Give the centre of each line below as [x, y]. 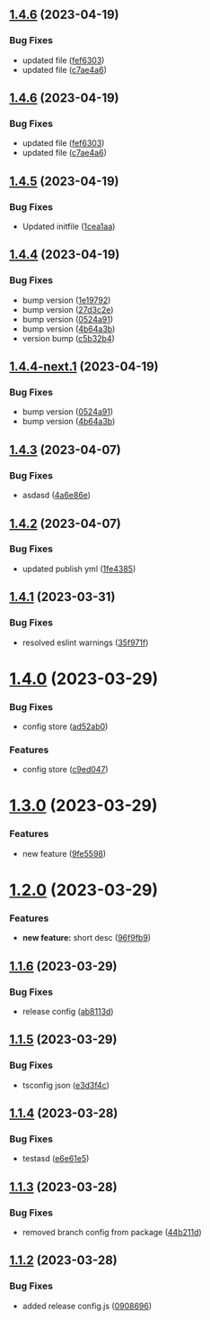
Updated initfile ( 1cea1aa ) [69, 227]
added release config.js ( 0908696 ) [87, 1306]
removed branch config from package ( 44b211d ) [112, 1232]
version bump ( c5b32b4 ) [68, 338]
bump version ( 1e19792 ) [66, 300]
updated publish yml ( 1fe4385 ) [79, 569]
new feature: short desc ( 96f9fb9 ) [86, 938]
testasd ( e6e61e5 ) [56, 1159]
